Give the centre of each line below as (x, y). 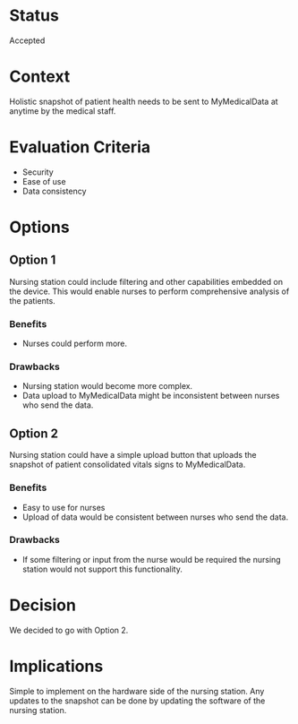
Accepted (27, 40)
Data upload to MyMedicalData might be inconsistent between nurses (151, 396)
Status (34, 16)
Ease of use (44, 181)
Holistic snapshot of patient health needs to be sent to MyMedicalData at (144, 101)
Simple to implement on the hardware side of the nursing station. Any (137, 691)
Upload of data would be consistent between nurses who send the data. (155, 517)
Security (38, 172)
